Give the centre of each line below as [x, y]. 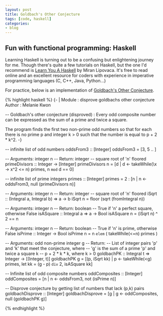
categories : [17, 23]
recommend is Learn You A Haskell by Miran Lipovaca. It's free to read [77, 70]
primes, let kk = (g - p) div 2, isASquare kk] [49, 264]
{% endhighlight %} [25, 308]
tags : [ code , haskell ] [28, 19]
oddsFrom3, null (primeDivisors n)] [40, 184]
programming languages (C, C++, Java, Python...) [55, 80]
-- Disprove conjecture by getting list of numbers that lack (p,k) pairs [75, 288]
